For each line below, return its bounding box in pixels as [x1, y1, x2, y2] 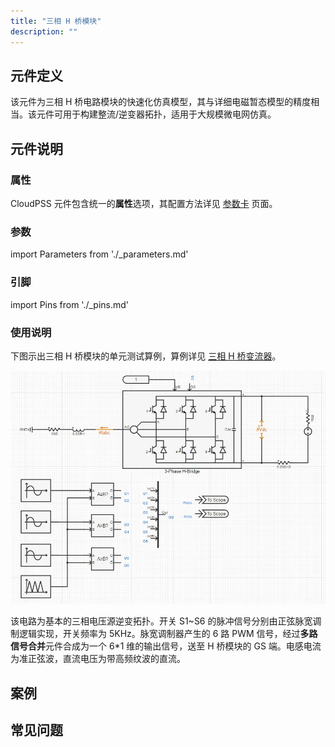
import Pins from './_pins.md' [10, 298, 130, 310]
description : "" [10, 26, 78, 37]
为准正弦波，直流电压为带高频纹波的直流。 [10, 653, 186, 665]
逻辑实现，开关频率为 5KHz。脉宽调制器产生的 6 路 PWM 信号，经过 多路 [18, 628, 318, 640]
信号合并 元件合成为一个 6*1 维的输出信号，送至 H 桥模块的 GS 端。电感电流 [10, 640, 322, 652]
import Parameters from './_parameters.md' [10, 248, 189, 260]
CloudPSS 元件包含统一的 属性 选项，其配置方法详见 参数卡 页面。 [10, 198, 278, 209]
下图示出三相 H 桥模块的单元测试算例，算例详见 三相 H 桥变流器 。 [10, 350, 282, 362]
